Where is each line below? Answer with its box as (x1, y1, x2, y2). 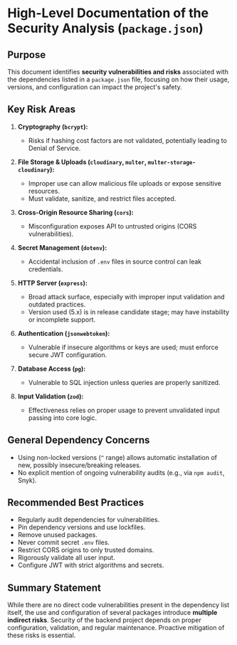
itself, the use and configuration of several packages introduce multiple (7, 609, 218, 617)
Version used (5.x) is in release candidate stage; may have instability (28, 307, 230, 316)
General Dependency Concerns (7, 434, 150, 446)
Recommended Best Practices (7, 496, 144, 509)
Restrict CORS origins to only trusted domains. (17, 546, 154, 554)
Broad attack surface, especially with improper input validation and (28, 292, 225, 301)
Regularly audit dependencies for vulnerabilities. (17, 516, 160, 524)
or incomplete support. (28, 315, 96, 324)
